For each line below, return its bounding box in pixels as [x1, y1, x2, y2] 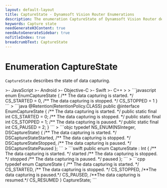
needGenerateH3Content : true [5, 26, 66, 31]
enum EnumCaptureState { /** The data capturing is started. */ [5, 93, 134, 98]
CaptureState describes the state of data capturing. [5, 78, 110, 84]
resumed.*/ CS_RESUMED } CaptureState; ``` [5, 177, 97, 183]
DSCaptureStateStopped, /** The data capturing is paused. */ [5, 140, 132, 146]
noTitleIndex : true [5, 35, 46, 40]
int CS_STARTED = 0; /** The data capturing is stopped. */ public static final [5, 113, 161, 119]
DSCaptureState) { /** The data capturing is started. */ [5, 129, 117, 135]
